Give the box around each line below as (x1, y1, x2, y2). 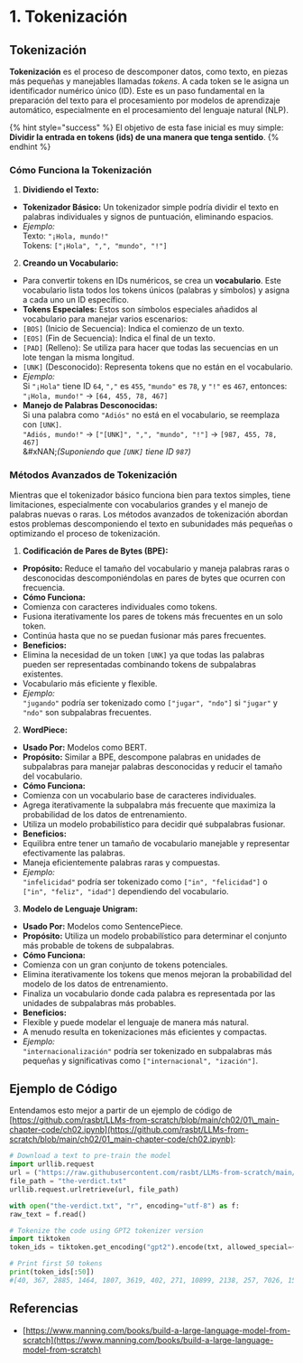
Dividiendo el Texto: (22, 184, 99, 195)
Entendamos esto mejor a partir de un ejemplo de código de (9, 1105, 233, 1116)
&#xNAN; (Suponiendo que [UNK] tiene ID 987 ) (22, 446, 191, 457)
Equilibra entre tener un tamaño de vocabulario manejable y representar (22, 837, 290, 848)
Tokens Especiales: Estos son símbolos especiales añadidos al (22, 304, 258, 315)
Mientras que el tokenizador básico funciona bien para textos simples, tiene (9, 490, 291, 500)
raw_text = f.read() (9, 1209, 87, 1218)
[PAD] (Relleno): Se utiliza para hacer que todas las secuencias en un (22, 342, 279, 353)
